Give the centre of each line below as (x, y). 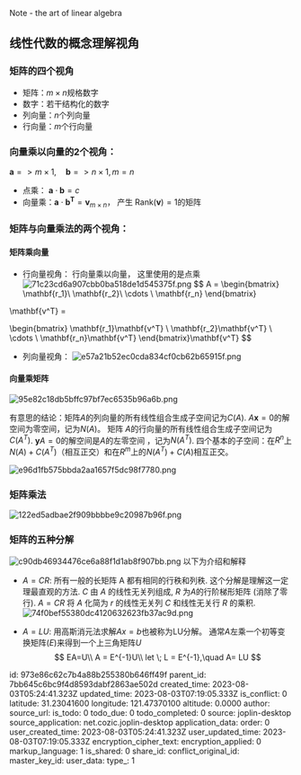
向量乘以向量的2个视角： (63, 152)
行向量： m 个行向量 (58, 126)
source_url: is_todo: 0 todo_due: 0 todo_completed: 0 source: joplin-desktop (150, 712)
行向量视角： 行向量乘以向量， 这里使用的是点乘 (111, 274)
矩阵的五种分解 (42, 540)
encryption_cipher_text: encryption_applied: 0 (177, 741)
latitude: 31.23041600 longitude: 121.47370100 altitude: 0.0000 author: (140, 703)
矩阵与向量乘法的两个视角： (69, 229)
